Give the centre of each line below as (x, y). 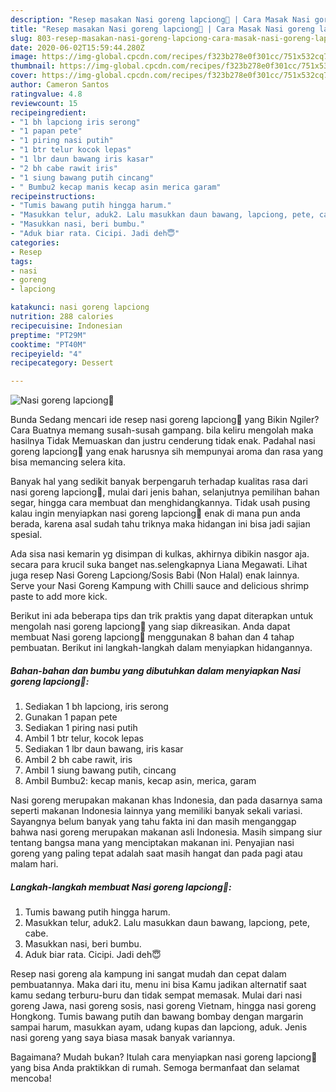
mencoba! (31, 1078)
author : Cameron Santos (60, 85)
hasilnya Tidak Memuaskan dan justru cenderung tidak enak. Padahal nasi (163, 441)
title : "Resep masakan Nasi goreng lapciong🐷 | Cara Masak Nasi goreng (162, 29)
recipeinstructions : (53, 196)
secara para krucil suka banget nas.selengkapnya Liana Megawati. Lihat (159, 565)
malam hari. (34, 864)
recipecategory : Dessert (62, 363)
